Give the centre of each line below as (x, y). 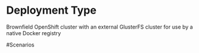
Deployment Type (52, 10)
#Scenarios (20, 45)
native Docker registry (34, 33)
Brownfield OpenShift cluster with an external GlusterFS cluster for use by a (99, 27)
